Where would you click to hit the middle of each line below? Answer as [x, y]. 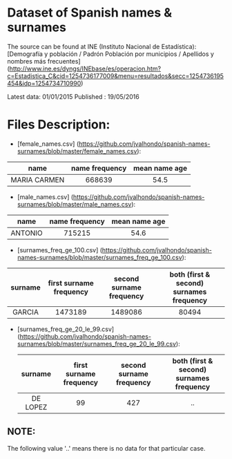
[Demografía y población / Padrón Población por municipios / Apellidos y [110, 54]
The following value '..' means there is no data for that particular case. [106, 448]
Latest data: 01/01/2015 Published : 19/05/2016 [73, 96]
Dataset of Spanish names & [90, 13]
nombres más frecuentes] [44, 61]
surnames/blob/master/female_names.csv [77, 151]
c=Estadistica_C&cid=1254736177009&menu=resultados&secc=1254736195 [116, 76]
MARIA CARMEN [38, 180]
